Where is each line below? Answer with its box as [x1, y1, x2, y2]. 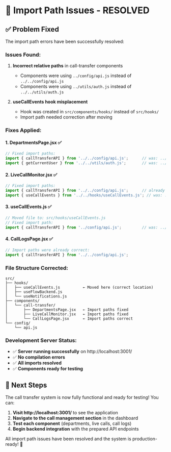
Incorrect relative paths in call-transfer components [12, 63, 123, 69]
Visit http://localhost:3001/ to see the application [12, 410, 119, 416]
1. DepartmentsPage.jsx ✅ [5, 139, 62, 145]
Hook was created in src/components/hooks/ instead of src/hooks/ [20, 109, 159, 115]
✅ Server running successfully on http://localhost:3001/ [12, 348, 132, 355]
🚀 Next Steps [5, 381, 47, 389]
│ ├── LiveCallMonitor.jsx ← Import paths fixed [5, 311, 129, 317]
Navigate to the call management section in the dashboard [12, 415, 138, 421]
